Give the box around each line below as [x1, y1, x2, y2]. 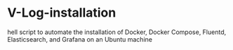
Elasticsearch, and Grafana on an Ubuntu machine [7, 35, 153, 43]
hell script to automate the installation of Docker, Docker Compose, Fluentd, [7, 28, 227, 36]
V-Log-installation [7, 5, 116, 21]
